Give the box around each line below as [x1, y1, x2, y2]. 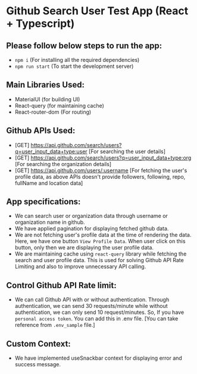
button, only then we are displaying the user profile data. [14, 244, 154, 251]
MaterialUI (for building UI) [14, 95, 80, 102]
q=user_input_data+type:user [14, 148, 87, 155]
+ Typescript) [6, 17, 75, 30]
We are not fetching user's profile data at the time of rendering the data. [14, 231, 192, 239]
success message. [14, 361, 61, 368]
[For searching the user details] [88, 148, 165, 155]
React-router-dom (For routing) [14, 108, 92, 116]
